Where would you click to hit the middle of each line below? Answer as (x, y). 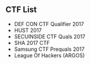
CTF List (21, 10)
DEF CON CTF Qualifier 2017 (49, 24)
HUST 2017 (28, 30)
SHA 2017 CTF (32, 43)
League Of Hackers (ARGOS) (49, 55)
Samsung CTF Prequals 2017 (49, 49)
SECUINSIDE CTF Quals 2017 (50, 36)
